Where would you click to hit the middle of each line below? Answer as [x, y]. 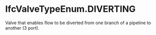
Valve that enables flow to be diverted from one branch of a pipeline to [78, 23]
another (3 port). [22, 28]
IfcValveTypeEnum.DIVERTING [70, 9]
